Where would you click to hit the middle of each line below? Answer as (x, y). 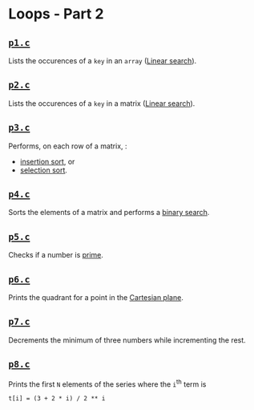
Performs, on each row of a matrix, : (68, 146)
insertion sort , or (47, 161)
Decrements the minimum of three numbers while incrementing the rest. (127, 340)
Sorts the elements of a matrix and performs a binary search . (109, 213)
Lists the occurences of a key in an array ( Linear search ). (103, 61)
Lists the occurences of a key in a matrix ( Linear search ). (102, 103)
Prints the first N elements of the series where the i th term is (107, 384)
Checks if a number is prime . (56, 255)
